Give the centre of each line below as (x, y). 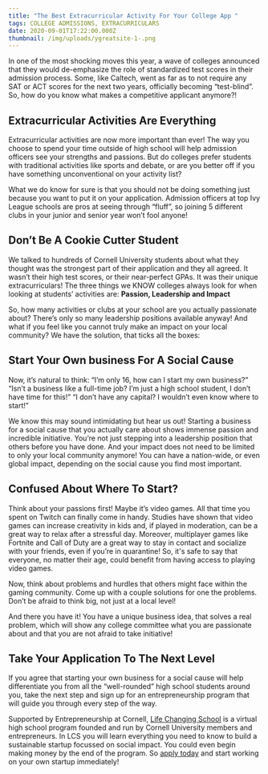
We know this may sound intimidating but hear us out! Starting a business (130, 421)
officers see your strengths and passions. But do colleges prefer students (130, 157)
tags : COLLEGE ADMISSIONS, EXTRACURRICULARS (84, 23)
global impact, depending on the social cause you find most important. (125, 464)
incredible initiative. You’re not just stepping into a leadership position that (130, 438)
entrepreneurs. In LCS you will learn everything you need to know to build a (133, 736)
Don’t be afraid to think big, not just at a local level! (92, 600)
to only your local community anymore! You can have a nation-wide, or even (134, 455)
